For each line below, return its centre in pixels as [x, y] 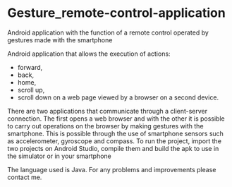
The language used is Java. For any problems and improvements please [112, 169]
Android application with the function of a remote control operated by [108, 32]
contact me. [25, 177]
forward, [30, 67]
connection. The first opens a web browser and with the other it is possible [116, 119]
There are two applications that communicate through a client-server [108, 111]
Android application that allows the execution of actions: [89, 54]
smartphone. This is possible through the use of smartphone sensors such [116, 133]
